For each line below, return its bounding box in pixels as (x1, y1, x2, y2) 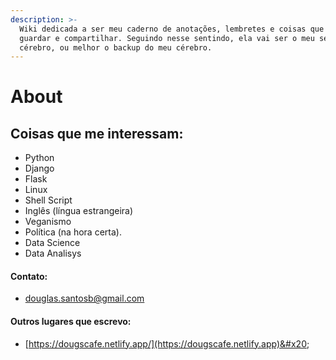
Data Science (24, 237, 81, 249)
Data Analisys (24, 247, 82, 260)
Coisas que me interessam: (10, 125, 184, 142)
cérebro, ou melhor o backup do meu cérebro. (19, 42, 213, 53)
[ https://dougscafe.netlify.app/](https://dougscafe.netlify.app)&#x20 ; (24, 337, 310, 350)
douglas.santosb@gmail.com (24, 292, 145, 305)
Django (24, 162, 55, 175)
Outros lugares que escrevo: (10, 316, 132, 328)
